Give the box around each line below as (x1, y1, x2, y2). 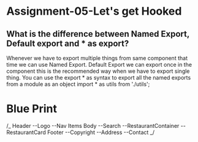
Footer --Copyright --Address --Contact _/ (47, 129, 155, 136)
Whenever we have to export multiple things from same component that (6, 54, 188, 62)
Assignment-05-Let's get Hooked (6, 4, 182, 18)
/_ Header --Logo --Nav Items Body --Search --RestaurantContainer (6, 122, 180, 129)
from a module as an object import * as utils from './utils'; (6, 81, 150, 88)
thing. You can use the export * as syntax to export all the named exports (6, 74, 191, 81)
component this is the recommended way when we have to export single (6, 67, 190, 75)
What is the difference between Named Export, (6, 29, 190, 39)
